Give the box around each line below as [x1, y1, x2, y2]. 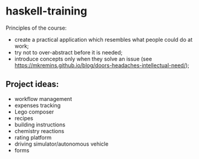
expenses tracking [14, 102, 61, 109]
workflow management [14, 95, 72, 102]
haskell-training [5, 4, 88, 18]
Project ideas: [5, 79, 59, 89]
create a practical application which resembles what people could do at [14, 36, 193, 43]
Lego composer [14, 108, 54, 115]
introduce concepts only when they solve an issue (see [14, 55, 152, 62]
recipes [14, 114, 34, 122]
